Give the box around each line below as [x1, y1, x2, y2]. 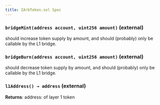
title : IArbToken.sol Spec [5, 7, 61, 13]
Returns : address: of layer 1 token [5, 94, 75, 100]
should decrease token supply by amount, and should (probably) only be [5, 65, 155, 71]
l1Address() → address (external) [5, 82, 86, 89]
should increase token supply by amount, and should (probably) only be [5, 35, 153, 41]
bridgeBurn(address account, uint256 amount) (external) [5, 53, 144, 60]
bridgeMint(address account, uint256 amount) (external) [5, 24, 144, 31]
